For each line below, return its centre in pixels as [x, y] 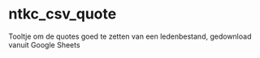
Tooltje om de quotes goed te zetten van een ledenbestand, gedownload [130, 36]
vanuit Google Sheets [44, 44]
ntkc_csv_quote [63, 14]
